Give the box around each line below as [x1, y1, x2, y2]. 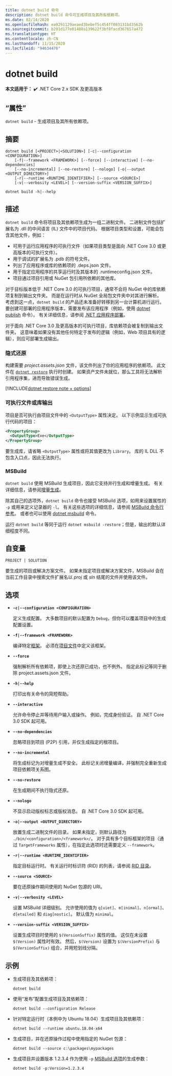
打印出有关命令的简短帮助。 [12, 691, 72, 697]
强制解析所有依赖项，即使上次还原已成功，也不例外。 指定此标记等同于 [12, 663, 162, 670]
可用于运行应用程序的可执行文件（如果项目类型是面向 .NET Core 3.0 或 [12, 243, 162, 249]
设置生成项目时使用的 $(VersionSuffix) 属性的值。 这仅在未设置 [12, 932, 148, 938]
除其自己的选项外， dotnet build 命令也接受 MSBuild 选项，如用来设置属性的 [5, 497, 166, 504]
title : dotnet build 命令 [5, 7, 59, 13]
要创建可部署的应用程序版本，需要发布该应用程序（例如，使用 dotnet [5, 306, 150, 311]
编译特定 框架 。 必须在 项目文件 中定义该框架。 [12, 642, 109, 649]
